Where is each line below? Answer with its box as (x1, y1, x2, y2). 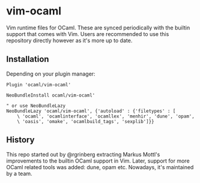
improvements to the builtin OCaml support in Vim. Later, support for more (6, 157, 190, 164)
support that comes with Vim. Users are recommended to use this (6, 30, 169, 37)
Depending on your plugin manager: (6, 70, 95, 77)
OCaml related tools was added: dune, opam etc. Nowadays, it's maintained (6, 163, 194, 170)
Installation (6, 54, 49, 64)
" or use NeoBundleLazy (6, 103, 66, 109)
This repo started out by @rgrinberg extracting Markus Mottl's (6, 151, 160, 158)
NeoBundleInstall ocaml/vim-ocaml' (6, 92, 95, 98)
